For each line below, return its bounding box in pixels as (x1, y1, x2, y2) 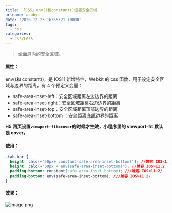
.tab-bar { (5, 154, 29, 160)
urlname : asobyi (5, 12, 40, 17)
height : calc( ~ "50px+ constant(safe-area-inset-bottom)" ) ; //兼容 (10, 159, 154, 164)
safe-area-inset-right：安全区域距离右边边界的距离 (12, 100, 121, 106)
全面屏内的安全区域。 (17, 51, 63, 57)
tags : (5, 22, 17, 27)
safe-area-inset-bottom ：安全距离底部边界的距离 (12, 112, 118, 119)
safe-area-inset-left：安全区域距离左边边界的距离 (12, 93, 118, 100)
